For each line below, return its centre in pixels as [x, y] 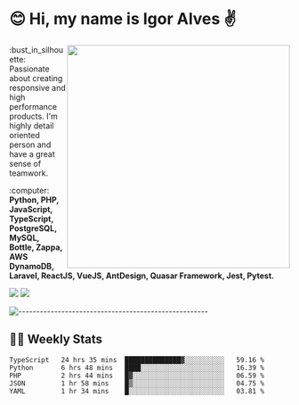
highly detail [32, 125]
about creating [36, 78]
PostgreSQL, [33, 228]
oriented [24, 135]
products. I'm [33, 116]
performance [33, 106]
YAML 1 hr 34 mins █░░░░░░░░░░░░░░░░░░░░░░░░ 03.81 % [137, 391]
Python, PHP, [34, 200]
